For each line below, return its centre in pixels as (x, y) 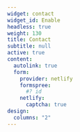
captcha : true (46, 105)
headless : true (29, 27)
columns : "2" (32, 117)
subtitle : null (29, 46)
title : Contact (29, 40)
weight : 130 (24, 33)
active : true (26, 53)
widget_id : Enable (34, 20)
